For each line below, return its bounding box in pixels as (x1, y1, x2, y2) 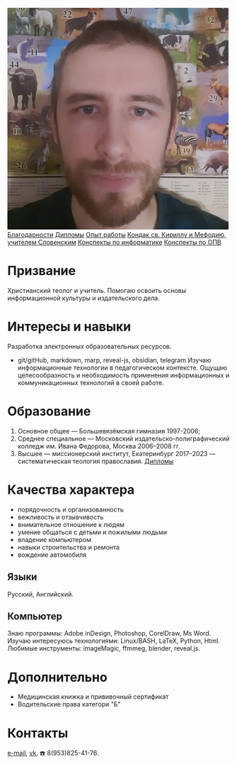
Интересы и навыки (7, 319, 132, 335)
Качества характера (7, 482, 135, 497)
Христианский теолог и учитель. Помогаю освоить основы (7, 286, 187, 294)
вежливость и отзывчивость (17, 512, 104, 521)
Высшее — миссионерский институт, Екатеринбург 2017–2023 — (17, 449, 216, 458)
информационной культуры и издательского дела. (7, 294, 161, 302)
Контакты (7, 725, 69, 741)
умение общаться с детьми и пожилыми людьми (17, 528, 168, 536)
